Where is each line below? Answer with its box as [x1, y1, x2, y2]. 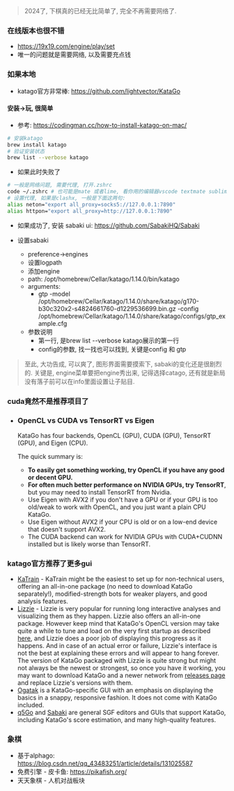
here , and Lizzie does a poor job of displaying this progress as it [17, 634, 202, 642]
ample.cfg [38, 319, 68, 327]
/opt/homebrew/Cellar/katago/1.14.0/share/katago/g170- [38, 296, 200, 306]
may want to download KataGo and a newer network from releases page [17, 671, 226, 679]
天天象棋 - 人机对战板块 [17, 776, 86, 785]
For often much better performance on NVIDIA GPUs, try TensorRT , [27, 481, 226, 489]
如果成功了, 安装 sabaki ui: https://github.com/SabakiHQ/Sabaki [17, 221, 200, 229]
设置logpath [27, 258, 63, 266]
